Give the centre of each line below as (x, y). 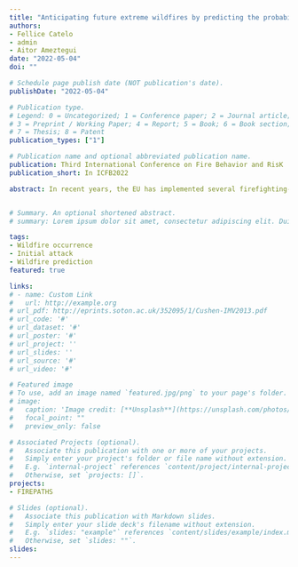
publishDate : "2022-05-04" (59, 91)
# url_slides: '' (41, 352)
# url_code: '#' (39, 319)
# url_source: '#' (43, 361)
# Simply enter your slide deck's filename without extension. (132, 524)
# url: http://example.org (63, 303)
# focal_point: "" (47, 418)
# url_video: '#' (41, 369)
